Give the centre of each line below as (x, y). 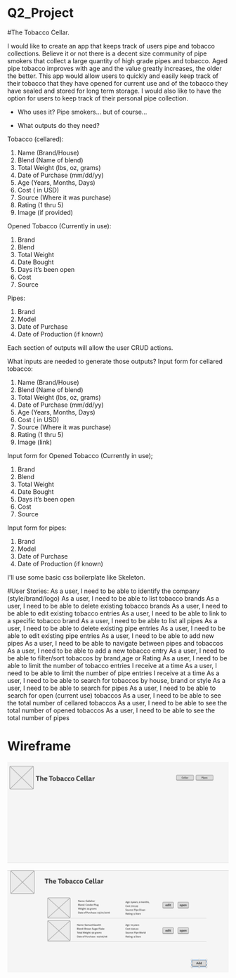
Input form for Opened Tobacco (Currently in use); (80, 455)
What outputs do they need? (58, 125)
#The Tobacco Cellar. (38, 32)
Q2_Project (40, 13)
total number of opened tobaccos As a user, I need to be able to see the (111, 710)
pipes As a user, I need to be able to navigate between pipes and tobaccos (115, 643)
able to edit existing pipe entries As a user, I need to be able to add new (111, 635)
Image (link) (35, 442)
